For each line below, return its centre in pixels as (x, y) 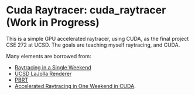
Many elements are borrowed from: (49, 56)
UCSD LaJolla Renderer (43, 73)
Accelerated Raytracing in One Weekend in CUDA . (75, 86)
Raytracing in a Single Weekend (53, 67)
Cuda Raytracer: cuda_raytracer (86, 10)
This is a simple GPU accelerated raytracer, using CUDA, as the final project (97, 38)
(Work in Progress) (53, 22)
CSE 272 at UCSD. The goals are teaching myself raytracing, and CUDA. (93, 45)
